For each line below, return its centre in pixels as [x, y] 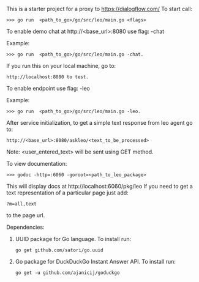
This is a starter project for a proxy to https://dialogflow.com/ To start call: [99, 9]
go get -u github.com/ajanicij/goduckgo [67, 273]
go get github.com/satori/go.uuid [59, 250]
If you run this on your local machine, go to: [61, 66]
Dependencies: [25, 227]
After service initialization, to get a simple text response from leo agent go [99, 123]
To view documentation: [37, 164]
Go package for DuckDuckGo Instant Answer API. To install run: [96, 262]
